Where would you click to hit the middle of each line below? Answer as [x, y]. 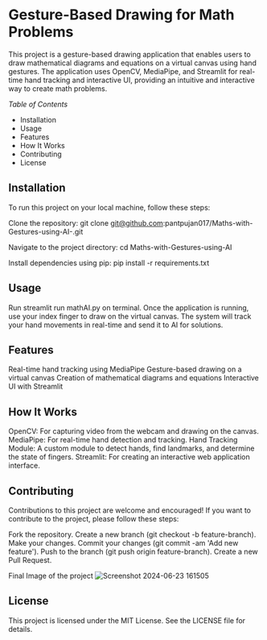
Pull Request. [30, 560]
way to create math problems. [58, 88]
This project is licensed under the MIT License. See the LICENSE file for [127, 620]
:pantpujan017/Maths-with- [208, 222]
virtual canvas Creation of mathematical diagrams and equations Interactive [134, 378]
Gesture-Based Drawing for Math [121, 15]
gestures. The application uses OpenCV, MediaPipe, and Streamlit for [123, 71]
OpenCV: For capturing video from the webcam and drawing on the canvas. [133, 431]
